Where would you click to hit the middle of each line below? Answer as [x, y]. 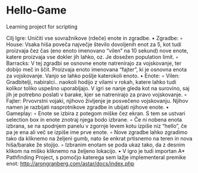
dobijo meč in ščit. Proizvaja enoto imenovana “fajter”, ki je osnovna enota [97, 69]
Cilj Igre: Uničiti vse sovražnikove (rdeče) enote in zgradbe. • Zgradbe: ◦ [95, 38]
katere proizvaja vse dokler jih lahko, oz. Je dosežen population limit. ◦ [92, 57]
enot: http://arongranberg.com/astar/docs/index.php [70, 164]
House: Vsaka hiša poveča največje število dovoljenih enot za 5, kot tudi [94, 44]
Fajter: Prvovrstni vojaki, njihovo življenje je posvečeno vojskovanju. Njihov [97, 100]
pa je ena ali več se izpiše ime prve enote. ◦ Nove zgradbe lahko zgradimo [97, 132]
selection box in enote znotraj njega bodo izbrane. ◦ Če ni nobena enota [94, 119]
